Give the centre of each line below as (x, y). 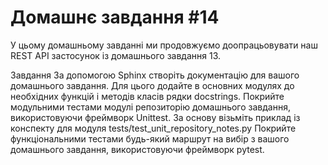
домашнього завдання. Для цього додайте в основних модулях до (152, 85)
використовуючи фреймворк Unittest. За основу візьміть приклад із (155, 117)
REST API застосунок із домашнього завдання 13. (116, 55)
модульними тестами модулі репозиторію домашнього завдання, (150, 107)
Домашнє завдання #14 (115, 17)
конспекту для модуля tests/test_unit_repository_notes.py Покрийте (153, 128)
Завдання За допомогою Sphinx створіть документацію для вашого (155, 75)
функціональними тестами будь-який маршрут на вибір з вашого (150, 138)
